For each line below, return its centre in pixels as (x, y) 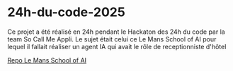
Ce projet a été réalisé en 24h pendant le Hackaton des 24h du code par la (116, 32)
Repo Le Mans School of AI (47, 60)
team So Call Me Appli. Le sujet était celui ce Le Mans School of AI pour (112, 39)
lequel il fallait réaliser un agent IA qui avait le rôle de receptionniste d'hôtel (117, 46)
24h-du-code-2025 (66, 12)
